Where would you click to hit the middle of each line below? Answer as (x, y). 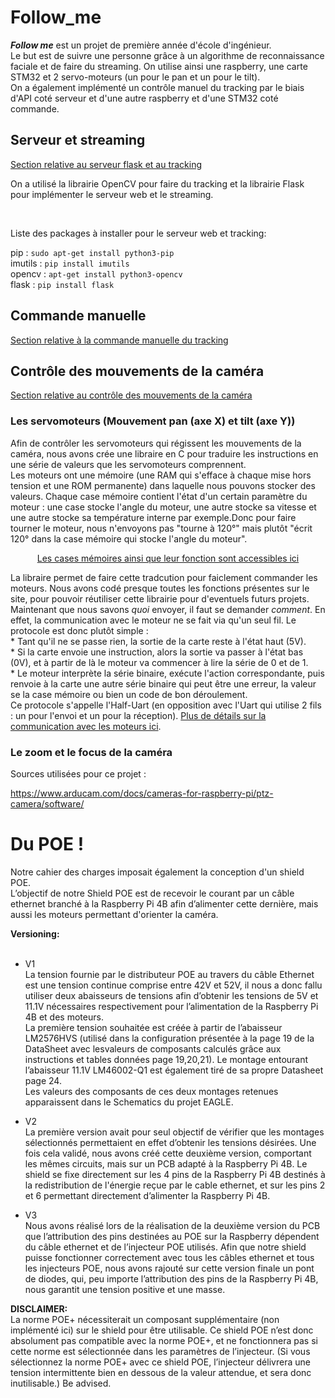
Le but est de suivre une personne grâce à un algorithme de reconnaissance (167, 55)
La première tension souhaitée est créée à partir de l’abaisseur (153, 1027)
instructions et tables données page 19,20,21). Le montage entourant (166, 1059)
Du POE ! (47, 844)
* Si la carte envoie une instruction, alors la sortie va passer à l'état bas (157, 652)
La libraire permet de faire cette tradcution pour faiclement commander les (164, 577)
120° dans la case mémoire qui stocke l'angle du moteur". (129, 538)
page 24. (43, 1080)
